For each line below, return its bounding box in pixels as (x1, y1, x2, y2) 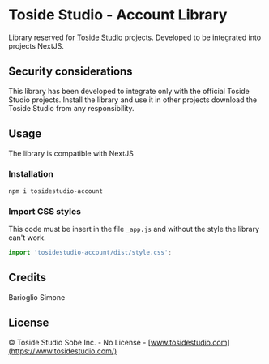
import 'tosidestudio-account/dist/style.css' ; (8, 249, 173, 257)
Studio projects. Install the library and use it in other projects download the (8, 95, 258, 105)
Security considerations (8, 65, 133, 79)
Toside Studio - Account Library (8, 6, 228, 24)
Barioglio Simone (8, 292, 66, 302)
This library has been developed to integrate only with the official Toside (8, 86, 250, 96)
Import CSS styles (8, 205, 81, 216)
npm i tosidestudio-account (8, 186, 104, 195)
